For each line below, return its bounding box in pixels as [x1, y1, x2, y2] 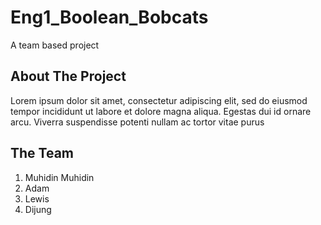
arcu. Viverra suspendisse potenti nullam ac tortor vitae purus [10, 116, 265, 128]
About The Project [10, 68, 127, 85]
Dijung [24, 203, 52, 215]
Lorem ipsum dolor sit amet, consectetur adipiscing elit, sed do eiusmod [10, 94, 308, 106]
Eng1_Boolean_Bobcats [10, 6, 209, 29]
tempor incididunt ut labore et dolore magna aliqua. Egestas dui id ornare [10, 105, 312, 117]
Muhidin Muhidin [24, 171, 95, 183]
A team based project [10, 39, 100, 51]
